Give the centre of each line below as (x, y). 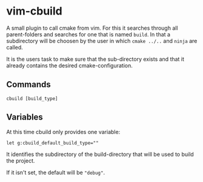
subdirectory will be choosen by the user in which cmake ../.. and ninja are (102, 41)
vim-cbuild (34, 11)
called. (15, 47)
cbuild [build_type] (32, 98)
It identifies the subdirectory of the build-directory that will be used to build (100, 154)
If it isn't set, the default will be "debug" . (55, 172)
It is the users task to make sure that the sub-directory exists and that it (95, 59)
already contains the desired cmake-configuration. (70, 66)
